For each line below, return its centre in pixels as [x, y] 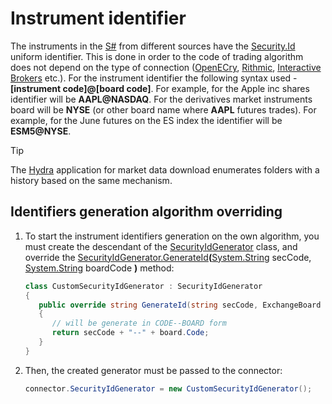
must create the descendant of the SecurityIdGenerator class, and [161, 246]
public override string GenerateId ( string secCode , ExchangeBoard [180, 305]
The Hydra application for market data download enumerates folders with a [165, 169]
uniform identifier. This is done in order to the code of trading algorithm [157, 56]
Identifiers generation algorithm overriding [146, 212]
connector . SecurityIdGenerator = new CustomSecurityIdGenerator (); [168, 388]
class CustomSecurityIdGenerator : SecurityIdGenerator [143, 286]
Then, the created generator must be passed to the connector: [153, 370]
